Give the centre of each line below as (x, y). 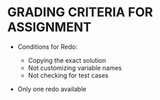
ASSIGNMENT (49, 27)
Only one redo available (52, 89)
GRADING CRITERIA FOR (80, 12)
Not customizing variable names (75, 68)
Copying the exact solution (67, 60)
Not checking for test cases (68, 75)
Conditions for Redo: (47, 46)
